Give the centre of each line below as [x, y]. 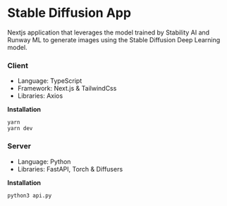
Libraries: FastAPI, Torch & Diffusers [70, 169]
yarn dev [20, 129]
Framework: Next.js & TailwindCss [67, 89]
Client [18, 65]
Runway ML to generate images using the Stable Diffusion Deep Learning [114, 39]
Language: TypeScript [50, 81]
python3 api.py [30, 195]
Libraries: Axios [40, 96]
